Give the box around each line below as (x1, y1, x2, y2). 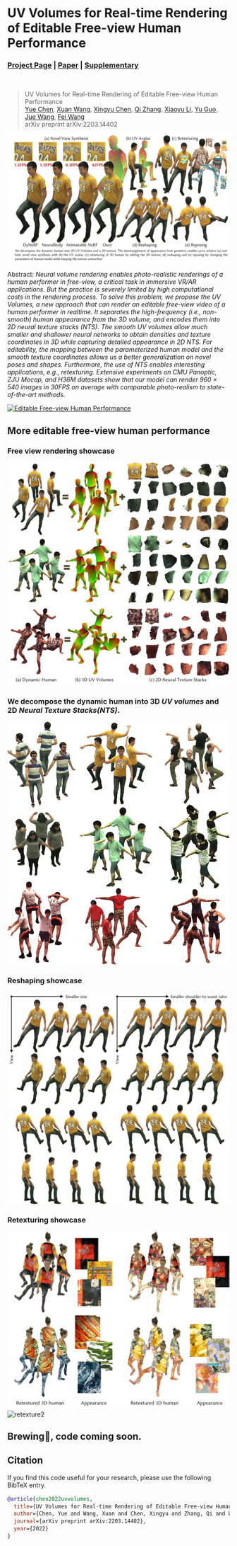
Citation (7, 1455, 44, 1467)
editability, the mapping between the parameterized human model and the (7, 345, 224, 354)
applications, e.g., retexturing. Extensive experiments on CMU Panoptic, (7, 368, 217, 377)
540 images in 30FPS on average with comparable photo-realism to (7, 383, 206, 391)
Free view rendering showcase (7, 446, 115, 456)
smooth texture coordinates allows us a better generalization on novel (7, 353, 212, 362)
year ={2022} (13, 1525, 49, 1533)
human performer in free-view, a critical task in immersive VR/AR (7, 277, 197, 286)
